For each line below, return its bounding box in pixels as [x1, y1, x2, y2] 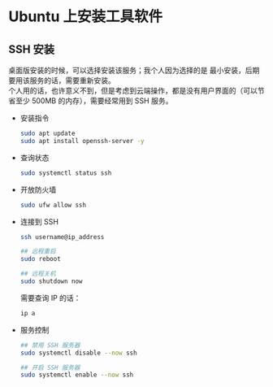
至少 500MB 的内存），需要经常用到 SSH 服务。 [15, 96, 173, 106]
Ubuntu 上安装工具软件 [8, 7, 163, 26]
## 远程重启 [19, 247, 56, 256]
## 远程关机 [19, 270, 56, 278]
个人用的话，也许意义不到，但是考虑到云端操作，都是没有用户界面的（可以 [8, 86, 258, 95]
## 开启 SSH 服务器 [19, 363, 80, 372]
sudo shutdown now [19, 277, 83, 285]
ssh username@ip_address [19, 233, 105, 241]
